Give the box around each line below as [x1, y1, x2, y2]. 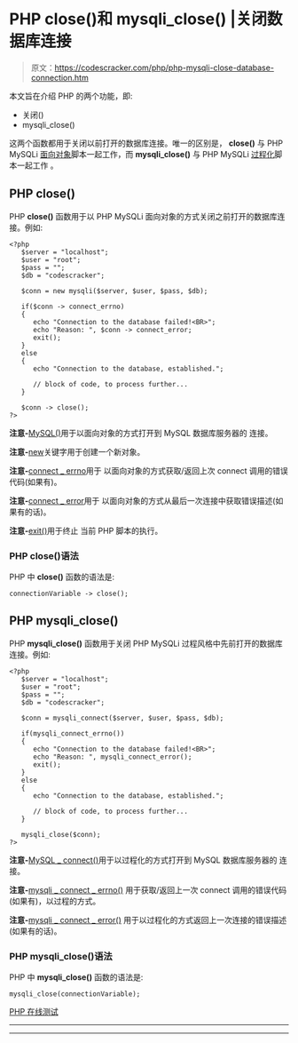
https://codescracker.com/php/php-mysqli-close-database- [54, 62, 275, 73]
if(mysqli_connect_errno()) [20, 729, 125, 738]
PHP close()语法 [9, 549, 80, 561]
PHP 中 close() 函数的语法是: [9, 571, 115, 583]
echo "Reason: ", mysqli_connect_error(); [32, 752, 192, 761]
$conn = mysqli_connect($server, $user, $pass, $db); [20, 713, 224, 722]
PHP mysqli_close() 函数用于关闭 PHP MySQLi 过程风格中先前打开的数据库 [9, 638, 284, 649]
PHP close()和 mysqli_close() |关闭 [9, 9, 268, 29]
